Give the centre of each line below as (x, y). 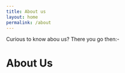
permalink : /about (29, 22)
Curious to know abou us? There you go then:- (63, 39)
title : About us (26, 11)
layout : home (22, 17)
